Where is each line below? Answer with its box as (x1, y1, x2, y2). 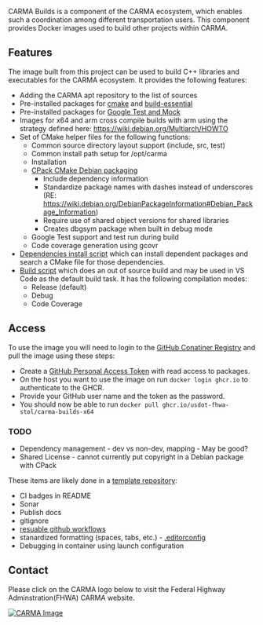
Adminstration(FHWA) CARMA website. (8, 593, 135, 602)
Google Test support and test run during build (31, 232, 179, 242)
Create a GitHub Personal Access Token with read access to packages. (19, 366, 250, 375)
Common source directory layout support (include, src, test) (31, 141, 226, 150)
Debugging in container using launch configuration (19, 541, 184, 550)
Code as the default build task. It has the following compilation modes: (19, 274, 247, 283)
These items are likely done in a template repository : (8, 475, 178, 485)
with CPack (19, 460, 57, 470)
